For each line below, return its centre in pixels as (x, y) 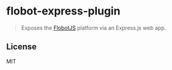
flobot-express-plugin (63, 11)
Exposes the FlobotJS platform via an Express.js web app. (94, 28)
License (21, 47)
